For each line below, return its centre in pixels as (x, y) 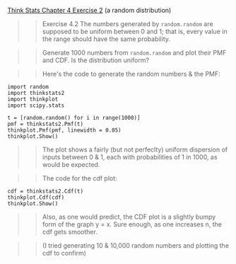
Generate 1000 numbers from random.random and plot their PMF (134, 53)
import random (28, 87)
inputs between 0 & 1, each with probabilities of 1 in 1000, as (130, 157)
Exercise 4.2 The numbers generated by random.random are (128, 24)
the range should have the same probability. (106, 39)
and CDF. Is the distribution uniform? (96, 60)
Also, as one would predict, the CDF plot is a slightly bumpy (129, 217)
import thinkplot (33, 99)
